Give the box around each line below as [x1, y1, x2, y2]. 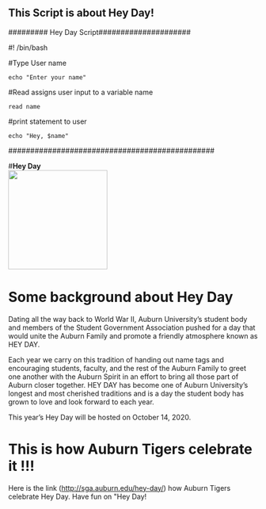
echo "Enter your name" [8, 73, 87, 82]
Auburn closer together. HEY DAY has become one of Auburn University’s [8, 380, 249, 389]
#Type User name [8, 58, 67, 67]
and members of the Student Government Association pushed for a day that [8, 323, 256, 332]
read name [8, 102, 41, 110]
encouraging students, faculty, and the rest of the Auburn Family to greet [8, 363, 247, 373]
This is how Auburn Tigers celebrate [8, 440, 253, 458]
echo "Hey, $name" [8, 132, 69, 140]
